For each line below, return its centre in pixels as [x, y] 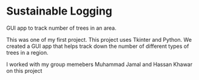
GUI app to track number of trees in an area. [61, 28]
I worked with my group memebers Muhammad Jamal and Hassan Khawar [99, 64]
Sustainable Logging [59, 11]
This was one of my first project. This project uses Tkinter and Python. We [99, 39]
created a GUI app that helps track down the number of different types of [98, 46]
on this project [24, 70]
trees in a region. [27, 52]
